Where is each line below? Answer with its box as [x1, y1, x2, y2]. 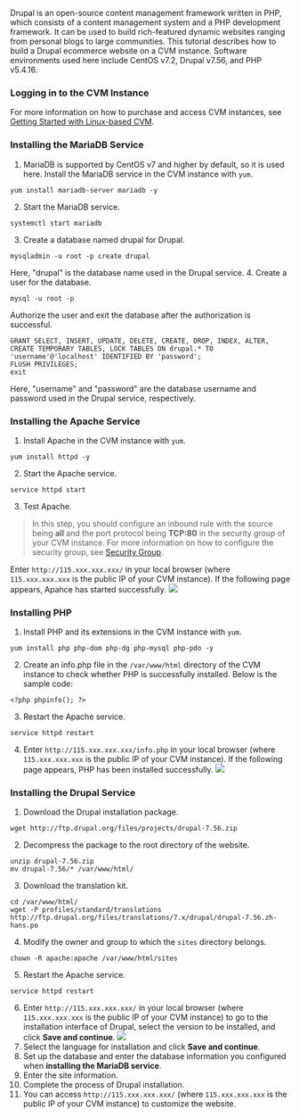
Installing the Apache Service [10, 415, 141, 427]
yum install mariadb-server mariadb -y [10, 186, 158, 195]
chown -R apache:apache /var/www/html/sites [10, 954, 178, 963]
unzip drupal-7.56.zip [10, 857, 94, 866]
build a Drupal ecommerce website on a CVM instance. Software [10, 46, 247, 56]
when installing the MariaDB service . [22, 1061, 162, 1072]
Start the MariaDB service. [22, 201, 121, 212]
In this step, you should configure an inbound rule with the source [31, 518, 274, 529]
